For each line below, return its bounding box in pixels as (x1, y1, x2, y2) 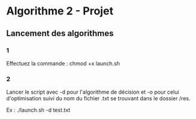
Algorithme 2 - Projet (6, 4, 113, 18)
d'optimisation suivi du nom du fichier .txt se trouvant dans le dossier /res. (6, 95, 191, 102)
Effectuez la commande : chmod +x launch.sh (6, 59, 121, 67)
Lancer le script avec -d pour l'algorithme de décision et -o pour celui (6, 88, 180, 96)
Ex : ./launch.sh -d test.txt (6, 106, 71, 114)
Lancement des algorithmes (6, 28, 114, 38)
